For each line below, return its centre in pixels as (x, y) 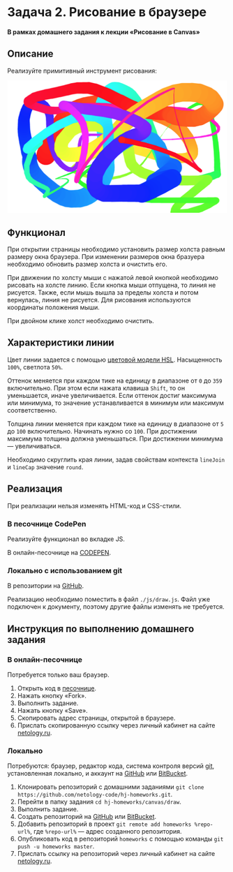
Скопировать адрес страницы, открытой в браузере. (96, 718)
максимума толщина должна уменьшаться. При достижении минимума (115, 438)
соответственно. (32, 410)
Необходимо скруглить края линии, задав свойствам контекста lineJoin (116, 459)
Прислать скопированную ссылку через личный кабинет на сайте (116, 725)
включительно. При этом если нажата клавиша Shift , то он (96, 387)
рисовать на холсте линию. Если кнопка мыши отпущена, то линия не (112, 285)
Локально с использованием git (65, 570)
